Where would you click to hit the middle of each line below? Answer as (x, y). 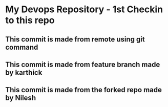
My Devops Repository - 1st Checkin (84, 9)
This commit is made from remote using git (75, 39)
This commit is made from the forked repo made (84, 90)
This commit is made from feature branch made (83, 64)
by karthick (24, 72)
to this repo (30, 20)
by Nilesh (21, 98)
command (22, 47)
